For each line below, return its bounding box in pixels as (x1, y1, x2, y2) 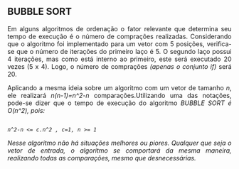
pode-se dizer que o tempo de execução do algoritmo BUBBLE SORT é (7, 99, 232, 107)
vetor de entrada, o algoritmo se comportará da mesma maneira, (7, 146, 232, 155)
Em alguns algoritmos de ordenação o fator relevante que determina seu (7, 24, 232, 33)
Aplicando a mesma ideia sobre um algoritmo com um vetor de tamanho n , (7, 83, 232, 92)
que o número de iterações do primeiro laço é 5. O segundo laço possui (16, 47, 232, 55)
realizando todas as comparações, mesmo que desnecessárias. (7, 153, 197, 162)
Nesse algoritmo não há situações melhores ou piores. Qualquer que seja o (7, 138, 232, 147)
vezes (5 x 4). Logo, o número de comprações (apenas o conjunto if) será (7, 62, 232, 70)
